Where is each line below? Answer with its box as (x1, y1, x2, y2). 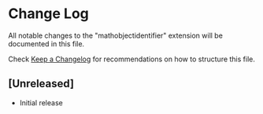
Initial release (19, 97, 63, 107)
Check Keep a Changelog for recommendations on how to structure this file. (8, 54, 256, 64)
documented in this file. (8, 39, 85, 48)
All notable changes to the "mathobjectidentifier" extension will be (8, 31, 223, 40)
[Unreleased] (8, 77, 75, 90)
